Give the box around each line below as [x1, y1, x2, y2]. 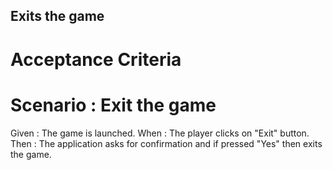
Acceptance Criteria [10, 48, 182, 71]
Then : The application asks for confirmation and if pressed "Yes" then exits [10, 137, 323, 149]
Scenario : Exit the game [10, 94, 217, 116]
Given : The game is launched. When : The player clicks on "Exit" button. [10, 127, 310, 139]
